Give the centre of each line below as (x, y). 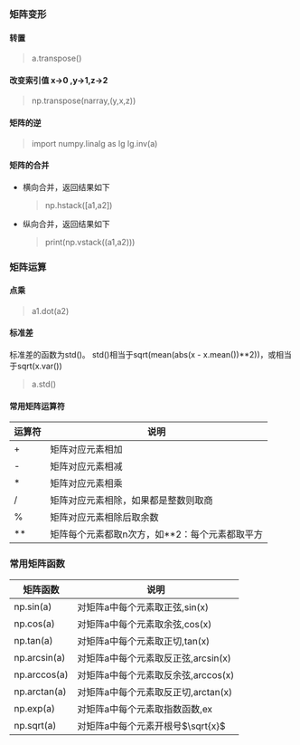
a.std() (44, 384)
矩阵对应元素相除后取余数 (105, 518)
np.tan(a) (33, 640)
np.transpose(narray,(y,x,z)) (84, 100)
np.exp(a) (35, 708)
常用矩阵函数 (37, 564)
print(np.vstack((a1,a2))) (90, 242)
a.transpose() (56, 58)
